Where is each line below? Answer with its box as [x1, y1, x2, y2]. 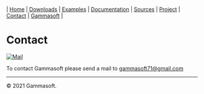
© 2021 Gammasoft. [6, 82, 57, 89]
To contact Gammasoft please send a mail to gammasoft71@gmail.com [6, 64, 184, 72]
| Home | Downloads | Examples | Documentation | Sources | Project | [6, 6, 180, 13]
